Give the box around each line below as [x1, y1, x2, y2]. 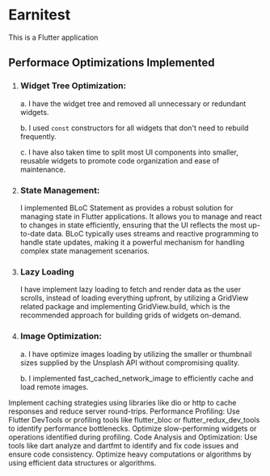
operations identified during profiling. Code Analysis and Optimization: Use [8, 431, 258, 442]
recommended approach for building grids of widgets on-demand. [19, 310, 242, 321]
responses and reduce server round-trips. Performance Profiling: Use [8, 406, 241, 416]
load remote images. [19, 382, 89, 392]
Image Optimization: [19, 330, 103, 342]
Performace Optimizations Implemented [8, 56, 216, 70]
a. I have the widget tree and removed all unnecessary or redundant [19, 99, 247, 108]
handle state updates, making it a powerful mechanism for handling [19, 237, 245, 247]
